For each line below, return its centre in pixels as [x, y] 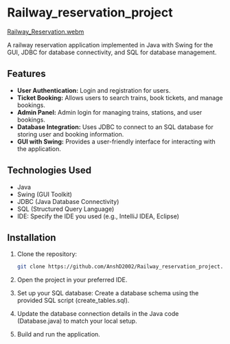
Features [26, 74]
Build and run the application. [59, 334]
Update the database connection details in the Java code [98, 314]
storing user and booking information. [70, 134]
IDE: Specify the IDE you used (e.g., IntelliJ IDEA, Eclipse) [98, 216]
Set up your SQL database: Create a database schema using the [108, 293]
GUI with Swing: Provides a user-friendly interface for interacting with [116, 141]
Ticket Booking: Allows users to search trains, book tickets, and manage [120, 98]
